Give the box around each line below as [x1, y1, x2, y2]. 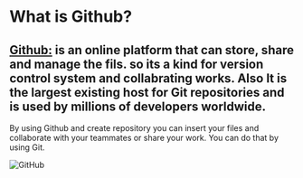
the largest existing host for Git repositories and [9, 84, 285, 100]
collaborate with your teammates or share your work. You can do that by [9, 133, 279, 143]
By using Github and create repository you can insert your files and [9, 123, 260, 133]
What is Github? [9, 6, 133, 27]
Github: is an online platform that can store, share [9, 42, 294, 58]
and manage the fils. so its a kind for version [9, 56, 264, 71]
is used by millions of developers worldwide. [9, 98, 267, 114]
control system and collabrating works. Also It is [9, 70, 288, 86]
